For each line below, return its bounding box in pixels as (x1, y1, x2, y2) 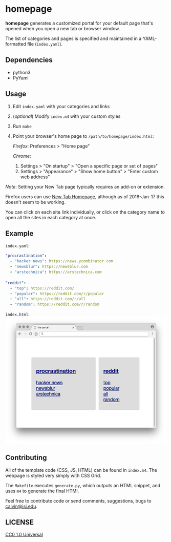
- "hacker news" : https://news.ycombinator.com (10, 259, 114, 264)
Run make (12, 123, 32, 129)
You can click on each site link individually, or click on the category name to (5, 209, 165, 215)
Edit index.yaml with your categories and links (12, 103, 110, 109)
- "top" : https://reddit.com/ (10, 285, 74, 291)
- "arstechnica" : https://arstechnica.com (10, 269, 102, 275)
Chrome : (12, 153, 32, 159)
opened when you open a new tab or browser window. (5, 25, 120, 31)
